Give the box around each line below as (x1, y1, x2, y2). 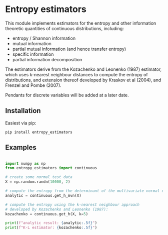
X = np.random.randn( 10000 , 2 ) (5, 179, 70, 184)
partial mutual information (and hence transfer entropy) (12, 46, 126, 52)
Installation (5, 106, 41, 115)
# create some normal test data (5, 175, 72, 180)
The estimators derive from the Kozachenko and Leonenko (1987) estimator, (5, 66, 162, 72)
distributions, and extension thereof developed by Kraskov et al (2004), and (5, 77, 161, 83)
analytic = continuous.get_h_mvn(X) (5, 193, 81, 198)
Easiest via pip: (5, 120, 36, 126)
